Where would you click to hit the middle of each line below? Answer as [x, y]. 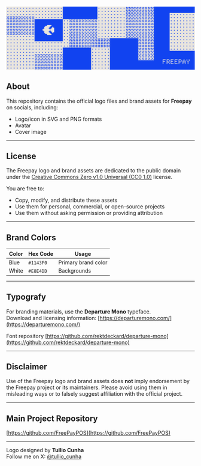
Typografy [26, 297]
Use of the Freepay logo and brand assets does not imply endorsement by [98, 381]
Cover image [31, 132]
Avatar [23, 125]
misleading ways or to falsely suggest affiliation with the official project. [95, 394]
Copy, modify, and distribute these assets [66, 200]
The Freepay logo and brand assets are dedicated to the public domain [94, 171]
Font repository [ [27, 336]
